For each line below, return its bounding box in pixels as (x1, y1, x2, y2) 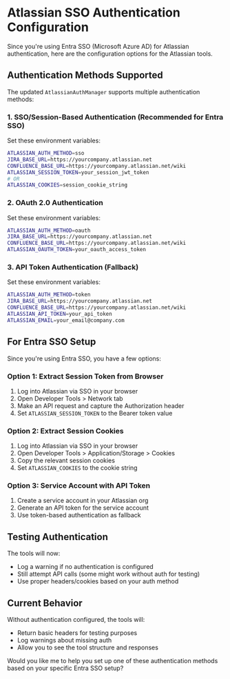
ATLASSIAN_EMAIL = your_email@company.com (7, 316, 125, 324)
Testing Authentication (7, 531, 108, 543)
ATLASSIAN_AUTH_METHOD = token (7, 291, 91, 299)
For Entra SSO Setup (7, 336, 96, 348)
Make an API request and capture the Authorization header (17, 401, 185, 410)
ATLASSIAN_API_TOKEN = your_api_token (7, 311, 112, 318)
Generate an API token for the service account (17, 504, 149, 512)
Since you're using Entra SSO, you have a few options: (7, 354, 162, 363)
